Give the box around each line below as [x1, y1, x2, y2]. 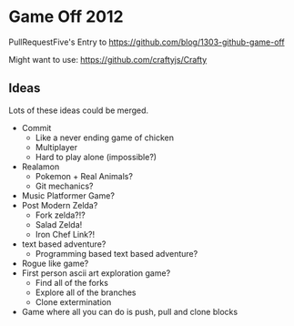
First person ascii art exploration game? [21, 267, 171, 279]
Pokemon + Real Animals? [35, 170, 134, 181]
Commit [21, 122, 52, 133]
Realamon [21, 161, 60, 172]
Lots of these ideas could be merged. [8, 105, 149, 116]
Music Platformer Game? [21, 189, 116, 201]
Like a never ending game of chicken [35, 132, 175, 143]
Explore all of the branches [35, 287, 137, 298]
